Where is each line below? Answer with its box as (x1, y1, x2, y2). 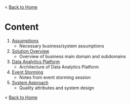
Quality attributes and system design (19, 85, 94, 91)
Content (4, 22, 39, 33)
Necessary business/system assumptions (19, 43, 104, 49)
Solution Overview (11, 48, 49, 54)
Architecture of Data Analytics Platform (19, 64, 99, 70)
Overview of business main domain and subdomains (19, 53, 126, 59)
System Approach (11, 79, 49, 85)
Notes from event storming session (19, 74, 91, 80)
